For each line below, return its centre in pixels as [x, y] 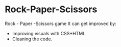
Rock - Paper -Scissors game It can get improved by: [61, 24]
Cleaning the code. [32, 39]
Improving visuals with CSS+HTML [49, 33]
